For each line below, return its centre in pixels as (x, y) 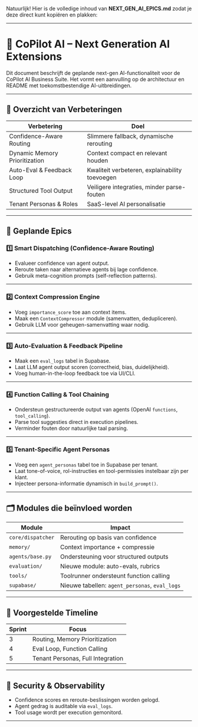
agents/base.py (30, 557)
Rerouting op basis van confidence (108, 538)
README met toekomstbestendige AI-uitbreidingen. (69, 85)
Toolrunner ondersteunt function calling (115, 576)
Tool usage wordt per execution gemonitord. (68, 712)
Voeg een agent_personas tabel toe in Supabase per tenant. (87, 465)
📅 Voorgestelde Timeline (52, 613)
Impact (121, 528)
